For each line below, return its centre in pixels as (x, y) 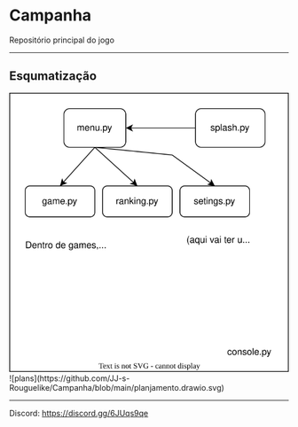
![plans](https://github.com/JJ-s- (70, 378)
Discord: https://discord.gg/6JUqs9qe (79, 413)
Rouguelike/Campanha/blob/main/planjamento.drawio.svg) (117, 387)
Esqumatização (53, 76)
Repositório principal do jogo (62, 40)
